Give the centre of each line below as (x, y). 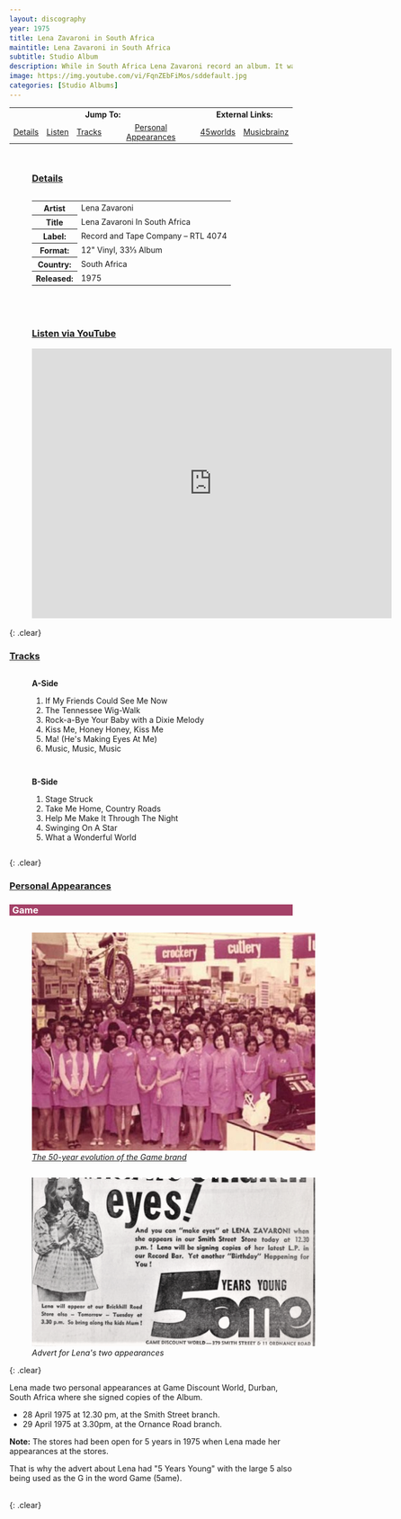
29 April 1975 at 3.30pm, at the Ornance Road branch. (122, 1425)
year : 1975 (30, 28)
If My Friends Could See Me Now (106, 701)
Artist (54, 208)
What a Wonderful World (90, 837)
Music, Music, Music (83, 748)
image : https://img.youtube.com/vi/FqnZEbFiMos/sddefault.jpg (128, 76)
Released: (54, 278)
